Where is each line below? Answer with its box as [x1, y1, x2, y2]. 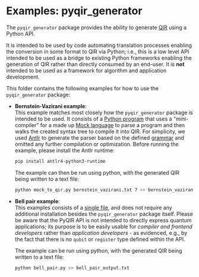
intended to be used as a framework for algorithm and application [6, 67, 167, 74]
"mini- [173, 115, 189, 122]
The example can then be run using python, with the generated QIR [14, 169, 179, 176]
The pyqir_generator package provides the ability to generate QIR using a [6, 24, 187, 31]
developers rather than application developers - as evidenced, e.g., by [14, 229, 188, 236]
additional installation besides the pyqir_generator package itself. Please [14, 210, 193, 218]
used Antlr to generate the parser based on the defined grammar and [14, 134, 184, 141]
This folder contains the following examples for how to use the [6, 84, 159, 92]
